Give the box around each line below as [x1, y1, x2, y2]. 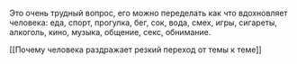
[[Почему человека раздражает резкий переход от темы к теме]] [9, 44, 263, 55]
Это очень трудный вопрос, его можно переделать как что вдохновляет [9, 8, 288, 18]
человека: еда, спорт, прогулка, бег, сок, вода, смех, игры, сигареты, [9, 17, 277, 28]
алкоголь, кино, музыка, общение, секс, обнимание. [9, 27, 211, 37]
